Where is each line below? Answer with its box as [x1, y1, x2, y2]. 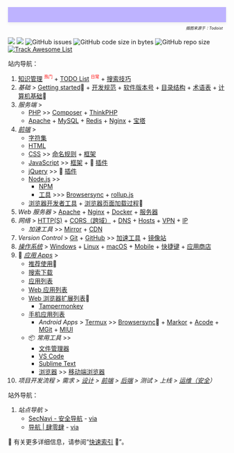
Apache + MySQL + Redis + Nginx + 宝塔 [28, 116, 146, 124]
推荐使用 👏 [28, 259, 57, 268]
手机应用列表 [28, 310, 65, 318]
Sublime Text [38, 359, 76, 367]
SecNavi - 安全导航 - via [28, 414, 98, 423]
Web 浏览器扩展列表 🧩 [28, 294, 90, 302]
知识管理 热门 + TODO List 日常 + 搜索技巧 [17, 74, 132, 82]
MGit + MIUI [38, 325, 73, 333]
